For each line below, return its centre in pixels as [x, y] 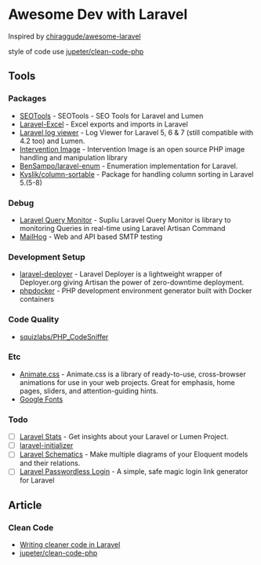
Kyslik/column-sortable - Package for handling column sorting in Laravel [136, 174]
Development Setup [47, 257]
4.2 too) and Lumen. [52, 141]
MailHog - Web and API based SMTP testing [91, 237]
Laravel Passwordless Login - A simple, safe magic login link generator [134, 471]
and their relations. [50, 463]
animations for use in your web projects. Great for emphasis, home [127, 382]
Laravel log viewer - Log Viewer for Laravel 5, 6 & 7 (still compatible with [136, 132]
